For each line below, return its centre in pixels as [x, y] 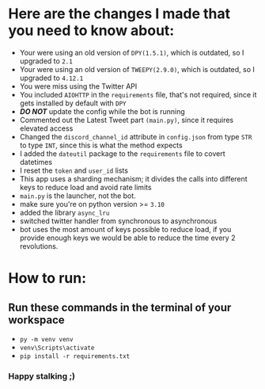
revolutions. [39, 246]
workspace [36, 320]
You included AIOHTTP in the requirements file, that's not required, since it [138, 94]
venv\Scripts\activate [57, 348]
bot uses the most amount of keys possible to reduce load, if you [125, 229]
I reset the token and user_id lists [74, 170]
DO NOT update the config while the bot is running [102, 111]
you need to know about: [91, 31]
